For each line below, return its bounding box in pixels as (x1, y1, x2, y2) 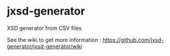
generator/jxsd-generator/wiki (7, 43, 83, 50)
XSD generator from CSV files (7, 24, 82, 32)
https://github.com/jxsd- (102, 36, 164, 43)
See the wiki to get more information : (7, 36, 101, 43)
